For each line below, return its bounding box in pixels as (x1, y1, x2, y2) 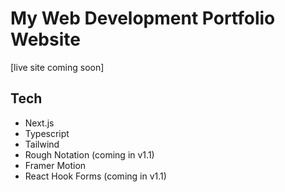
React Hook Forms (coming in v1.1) (24, 170, 167, 182)
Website (10, 28, 81, 51)
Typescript (24, 127, 70, 139)
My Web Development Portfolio (10, 7, 276, 30)
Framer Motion (24, 159, 87, 171)
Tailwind (24, 138, 60, 150)
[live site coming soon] (10, 61, 105, 73)
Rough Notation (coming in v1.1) (24, 148, 155, 161)
